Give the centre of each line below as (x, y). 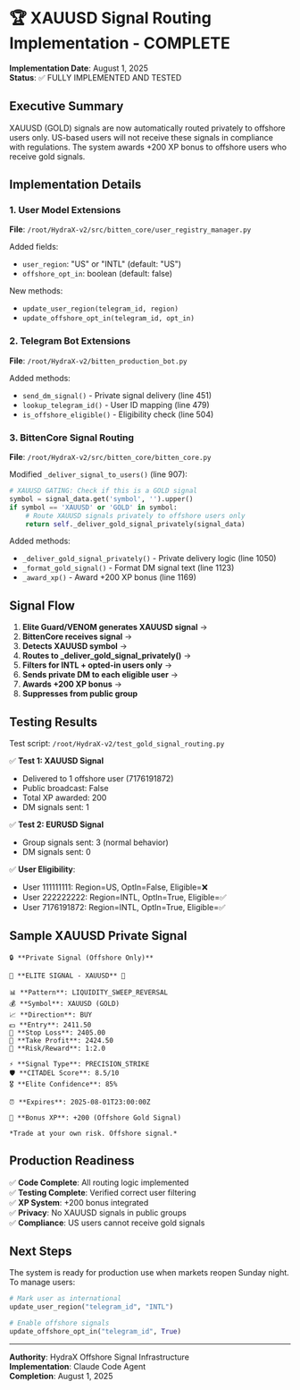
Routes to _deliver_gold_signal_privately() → (107, 656)
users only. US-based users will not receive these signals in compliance (142, 137)
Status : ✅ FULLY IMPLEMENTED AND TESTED (96, 77)
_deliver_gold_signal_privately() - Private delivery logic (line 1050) (149, 559)
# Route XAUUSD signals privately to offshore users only (135, 516)
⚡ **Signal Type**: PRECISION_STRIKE (79, 1064)
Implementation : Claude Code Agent (77, 1366)
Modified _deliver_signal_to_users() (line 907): (98, 474)
